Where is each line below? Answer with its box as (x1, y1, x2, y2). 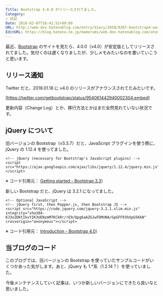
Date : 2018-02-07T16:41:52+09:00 (5, 20, 73, 26)
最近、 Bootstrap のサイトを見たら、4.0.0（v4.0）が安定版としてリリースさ (5, 44, 155, 49)
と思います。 (5, 56, 31, 61)
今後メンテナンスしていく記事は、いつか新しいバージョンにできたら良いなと (5, 280, 158, 286)
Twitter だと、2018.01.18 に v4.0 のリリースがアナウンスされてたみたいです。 (5, 85, 158, 91)
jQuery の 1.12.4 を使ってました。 (5, 146, 72, 152)
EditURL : (5, 30, 23, 34)
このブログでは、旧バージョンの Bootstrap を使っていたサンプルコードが (5, 258, 150, 263)
